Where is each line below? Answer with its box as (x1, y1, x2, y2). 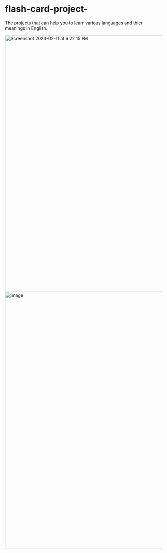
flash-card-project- (5, 3, 88, 15)
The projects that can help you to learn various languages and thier (5, 20, 143, 26)
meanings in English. (5, 25, 48, 31)
